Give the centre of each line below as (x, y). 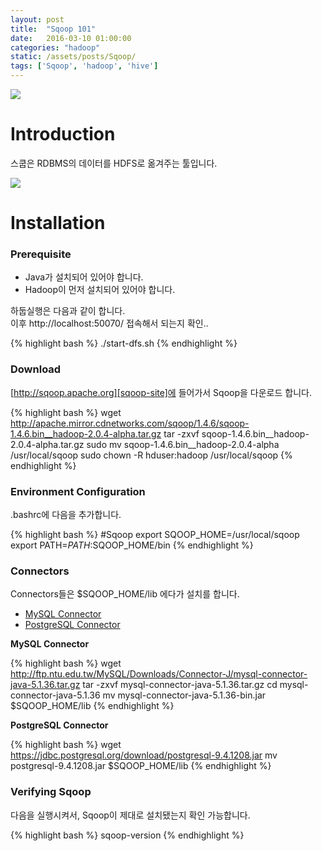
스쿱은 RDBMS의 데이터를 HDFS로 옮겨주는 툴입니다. (114, 163)
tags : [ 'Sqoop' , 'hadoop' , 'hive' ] (84, 66)
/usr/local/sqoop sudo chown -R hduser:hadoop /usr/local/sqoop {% (151, 455)
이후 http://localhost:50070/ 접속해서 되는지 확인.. (109, 323)
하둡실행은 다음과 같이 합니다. (68, 311)
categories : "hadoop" (55, 47)
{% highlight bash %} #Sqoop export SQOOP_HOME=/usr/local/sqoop (155, 535)
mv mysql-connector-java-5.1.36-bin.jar (184, 695)
